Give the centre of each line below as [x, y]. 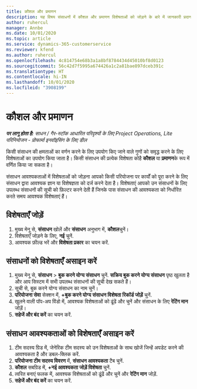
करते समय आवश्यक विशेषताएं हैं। [37, 196]
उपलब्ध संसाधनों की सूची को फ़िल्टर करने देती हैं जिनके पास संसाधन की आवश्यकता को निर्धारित [94, 190]
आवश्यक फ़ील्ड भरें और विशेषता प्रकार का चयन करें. [62, 242]
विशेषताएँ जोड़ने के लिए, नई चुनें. [44, 236]
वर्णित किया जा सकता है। [29, 165]
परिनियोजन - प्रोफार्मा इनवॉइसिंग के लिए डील [47, 140]
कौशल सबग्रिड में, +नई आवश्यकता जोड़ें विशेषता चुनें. [63, 367]
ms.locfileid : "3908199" [36, 88]
